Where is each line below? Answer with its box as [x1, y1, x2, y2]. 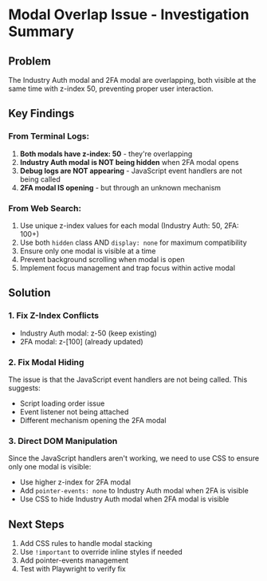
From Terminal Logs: [8, 131, 90, 142]
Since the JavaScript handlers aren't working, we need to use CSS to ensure [8, 453, 260, 463]
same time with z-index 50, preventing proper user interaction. [8, 84, 214, 93]
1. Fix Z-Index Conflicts [8, 310, 100, 321]
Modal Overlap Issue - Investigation [8, 6, 249, 24]
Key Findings [8, 107, 75, 120]
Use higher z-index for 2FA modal [19, 477, 132, 487]
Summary [8, 22, 74, 41]
